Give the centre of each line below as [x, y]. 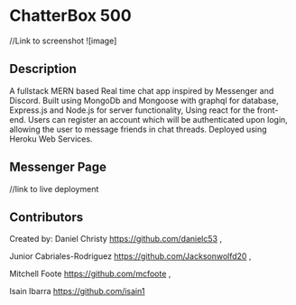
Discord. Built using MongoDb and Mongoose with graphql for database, [144, 100]
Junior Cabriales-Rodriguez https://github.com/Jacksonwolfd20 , [130, 256]
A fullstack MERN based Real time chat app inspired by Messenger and [142, 90]
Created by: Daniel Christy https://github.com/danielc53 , [116, 239]
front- [268, 110]
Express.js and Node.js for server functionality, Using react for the [132, 110]
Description [43, 69]
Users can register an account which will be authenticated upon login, [158, 119]
